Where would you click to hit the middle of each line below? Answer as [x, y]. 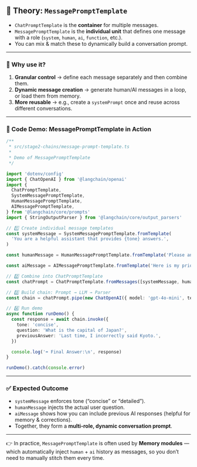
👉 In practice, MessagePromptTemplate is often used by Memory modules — [98, 444]
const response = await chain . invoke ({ [60, 320]
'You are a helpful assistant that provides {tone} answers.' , [90, 239]
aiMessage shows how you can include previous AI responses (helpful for [102, 414]
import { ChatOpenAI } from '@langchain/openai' [67, 179]
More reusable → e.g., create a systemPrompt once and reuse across [97, 102]
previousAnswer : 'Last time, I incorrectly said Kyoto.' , [89, 335]
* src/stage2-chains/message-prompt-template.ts [69, 147]
